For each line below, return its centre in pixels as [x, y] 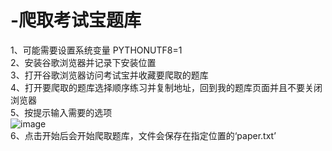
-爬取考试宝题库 [76, 20]
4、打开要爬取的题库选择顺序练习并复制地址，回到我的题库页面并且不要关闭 [166, 87]
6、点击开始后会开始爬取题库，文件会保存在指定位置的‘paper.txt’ [143, 135]
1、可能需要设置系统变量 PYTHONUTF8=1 [96, 50]
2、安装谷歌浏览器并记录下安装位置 [83, 62]
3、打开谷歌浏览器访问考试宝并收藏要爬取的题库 [109, 75]
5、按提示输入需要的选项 [61, 112]
